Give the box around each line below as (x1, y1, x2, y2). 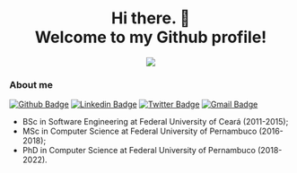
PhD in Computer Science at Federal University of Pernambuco (22, 145, 256, 156)
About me (9, 78, 54, 91)
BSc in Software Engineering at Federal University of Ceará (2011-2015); (22, 117, 289, 127)
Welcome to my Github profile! (34, 27, 267, 48)
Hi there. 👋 (110, 8, 191, 29)
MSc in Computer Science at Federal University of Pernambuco (22, 125, 258, 137)
